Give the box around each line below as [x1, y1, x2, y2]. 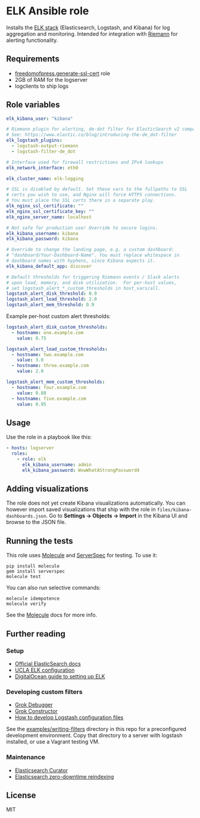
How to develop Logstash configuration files [14, 714, 124, 721]
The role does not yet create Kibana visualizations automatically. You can [6, 499, 186, 507]
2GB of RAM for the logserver [14, 76, 88, 83]
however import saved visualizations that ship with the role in [6, 506, 156, 513]
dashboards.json [6, 513, 46, 520]
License [6, 790, 36, 800]
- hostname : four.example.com [11, 384, 86, 390]
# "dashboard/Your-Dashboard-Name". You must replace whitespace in [6, 252, 180, 258]
